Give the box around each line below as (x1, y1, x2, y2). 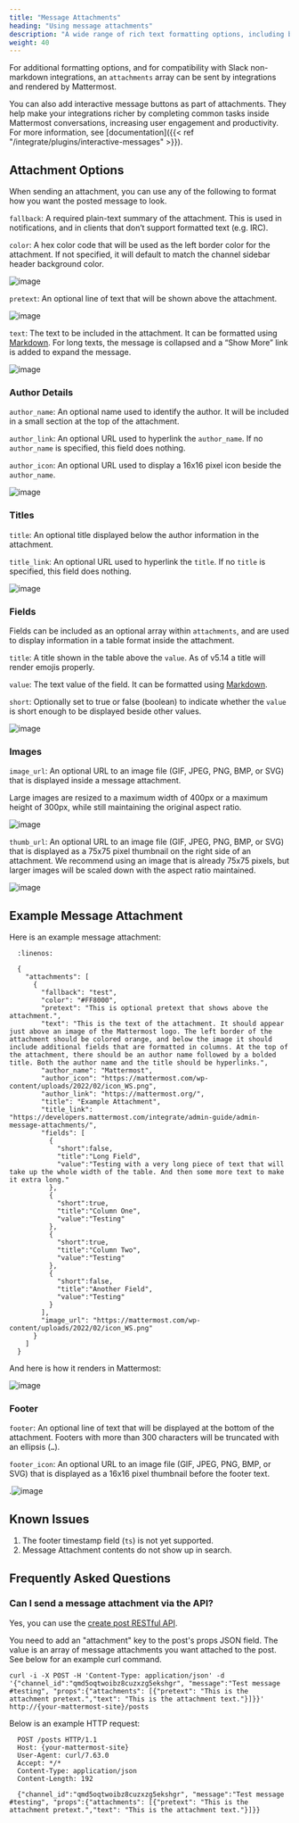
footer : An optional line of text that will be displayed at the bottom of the (9, 1422, 275, 1433)
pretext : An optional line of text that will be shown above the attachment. (9, 294, 278, 304)
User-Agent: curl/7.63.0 (17, 1751, 109, 1760)
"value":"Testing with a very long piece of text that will (56, 1160, 285, 1169)
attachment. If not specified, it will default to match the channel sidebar (9, 249, 271, 260)
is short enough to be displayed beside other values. (9, 706, 202, 717)
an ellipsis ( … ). (9, 1442, 61, 1453)
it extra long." (9, 1175, 69, 1185)
